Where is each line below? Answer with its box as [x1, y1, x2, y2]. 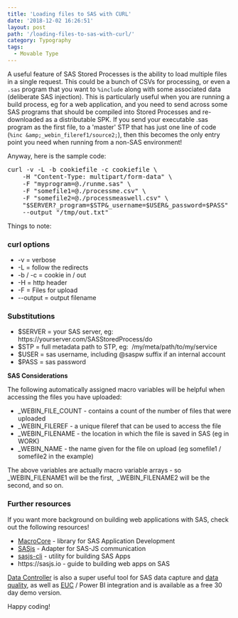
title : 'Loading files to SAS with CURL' [7, 10, 132, 18]
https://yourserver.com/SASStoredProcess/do [17, 335, 153, 344]
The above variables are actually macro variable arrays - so [7, 466, 182, 475]
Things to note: [7, 222, 52, 230]
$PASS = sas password [17, 358, 87, 366]
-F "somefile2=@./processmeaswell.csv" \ [22, 194, 169, 202]
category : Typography [7, 37, 72, 44]
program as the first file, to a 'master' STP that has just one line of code [7, 123, 217, 131]
